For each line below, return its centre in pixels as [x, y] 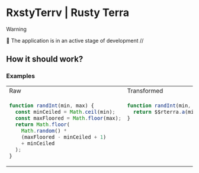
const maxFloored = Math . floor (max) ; [68, 118]
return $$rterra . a [159, 112]
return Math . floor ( [42, 124]
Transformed [145, 91]
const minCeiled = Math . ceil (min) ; [65, 112]
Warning [16, 29]
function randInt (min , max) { [52, 105]
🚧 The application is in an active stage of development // [75, 40]
